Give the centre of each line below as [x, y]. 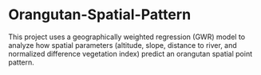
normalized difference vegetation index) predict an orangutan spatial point [130, 53]
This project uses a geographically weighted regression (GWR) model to [127, 37]
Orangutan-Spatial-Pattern [100, 15]
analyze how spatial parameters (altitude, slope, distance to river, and [123, 45]
